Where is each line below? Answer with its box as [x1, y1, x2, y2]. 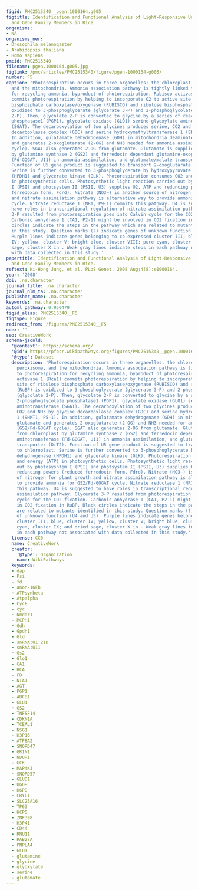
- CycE [11, 601, 28, 607]
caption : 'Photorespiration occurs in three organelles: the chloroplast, [6, 80, 194, 86]
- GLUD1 [11, 776, 31, 782]
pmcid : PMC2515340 [6, 58, 51, 64]
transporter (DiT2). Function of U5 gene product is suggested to [16, 442, 183, 448]
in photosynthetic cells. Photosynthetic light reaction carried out [11, 179, 186, 185]
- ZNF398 [11, 815, 33, 820]
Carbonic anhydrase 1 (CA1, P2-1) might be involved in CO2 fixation [11, 217, 186, 223]
